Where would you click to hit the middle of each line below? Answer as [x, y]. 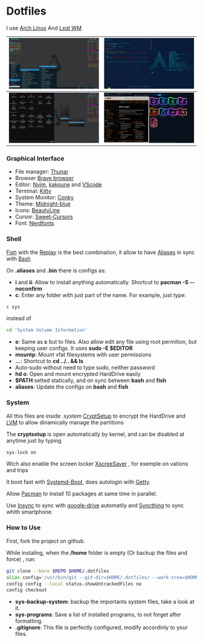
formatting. [29, 621]
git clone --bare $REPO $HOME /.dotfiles [58, 571]
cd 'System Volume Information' [47, 330]
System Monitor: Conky [44, 198]
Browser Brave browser [44, 178]
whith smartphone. [30, 512]
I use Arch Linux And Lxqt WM [44, 28]
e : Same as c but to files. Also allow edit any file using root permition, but [106, 342]
